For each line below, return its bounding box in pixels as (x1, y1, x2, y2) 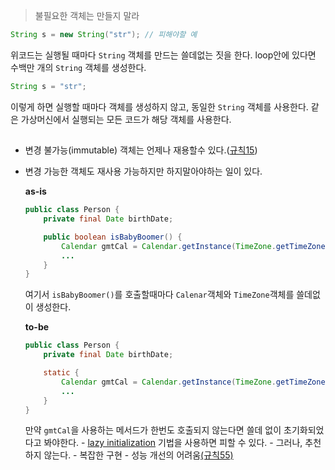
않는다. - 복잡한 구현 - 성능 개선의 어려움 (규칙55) (43, 449, 234, 461)
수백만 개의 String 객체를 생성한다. (10, 61, 147, 73)
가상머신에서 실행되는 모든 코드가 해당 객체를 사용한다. (20, 113, 232, 125)
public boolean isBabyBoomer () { (43, 232, 183, 242)
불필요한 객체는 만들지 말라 (34, 10, 140, 21)
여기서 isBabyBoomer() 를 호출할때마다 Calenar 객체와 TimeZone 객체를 (24, 289, 295, 301)
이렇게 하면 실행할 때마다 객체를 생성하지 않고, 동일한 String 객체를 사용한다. (10, 100, 309, 113)
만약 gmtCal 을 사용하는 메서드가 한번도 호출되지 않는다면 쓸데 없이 (24, 424, 282, 436)
